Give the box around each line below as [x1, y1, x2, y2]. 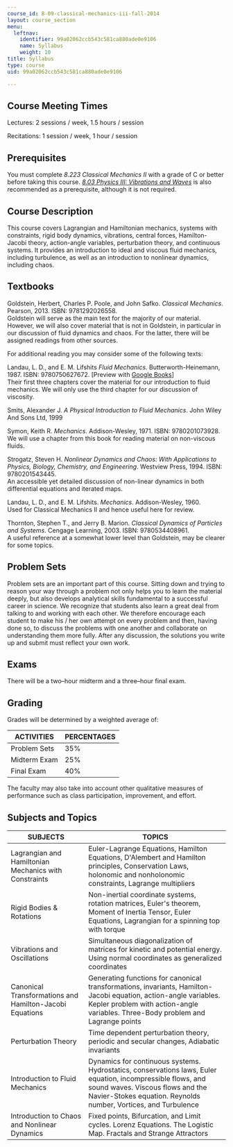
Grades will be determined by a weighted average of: [7, 716, 159, 724]
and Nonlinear [10, 1120, 57, 1129]
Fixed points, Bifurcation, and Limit [87, 1112, 201, 1121]
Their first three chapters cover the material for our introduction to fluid [7, 378, 210, 386]
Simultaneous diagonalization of [87, 936, 193, 945]
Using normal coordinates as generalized [87, 953, 222, 962]
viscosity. [7, 392, 35, 401]
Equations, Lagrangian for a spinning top [87, 916, 221, 926]
